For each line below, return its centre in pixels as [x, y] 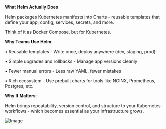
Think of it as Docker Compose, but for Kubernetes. [58, 32]
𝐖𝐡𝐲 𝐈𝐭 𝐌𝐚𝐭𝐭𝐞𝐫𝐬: [21, 96]
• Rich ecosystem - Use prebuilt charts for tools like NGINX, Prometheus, [80, 81]
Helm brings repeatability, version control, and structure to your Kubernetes [83, 106]
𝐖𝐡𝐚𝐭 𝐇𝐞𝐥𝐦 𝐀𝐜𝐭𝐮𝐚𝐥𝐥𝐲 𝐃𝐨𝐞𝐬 [32, 7]
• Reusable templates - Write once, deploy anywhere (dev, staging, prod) [80, 52]
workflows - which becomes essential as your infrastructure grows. [75, 111]
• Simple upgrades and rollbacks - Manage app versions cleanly [71, 61]
